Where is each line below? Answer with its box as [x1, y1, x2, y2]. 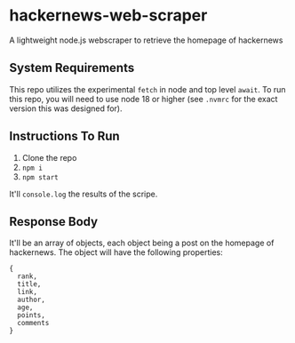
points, [17, 311, 46, 320]
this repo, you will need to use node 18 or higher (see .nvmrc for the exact [9, 93, 278, 104]
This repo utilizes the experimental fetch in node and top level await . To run [9, 84, 286, 94]
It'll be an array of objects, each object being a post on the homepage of [9, 237, 275, 249]
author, [17, 295, 46, 305]
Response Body [9, 214, 99, 229]
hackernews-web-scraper [9, 5, 208, 26]
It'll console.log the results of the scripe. [9, 188, 158, 199]
